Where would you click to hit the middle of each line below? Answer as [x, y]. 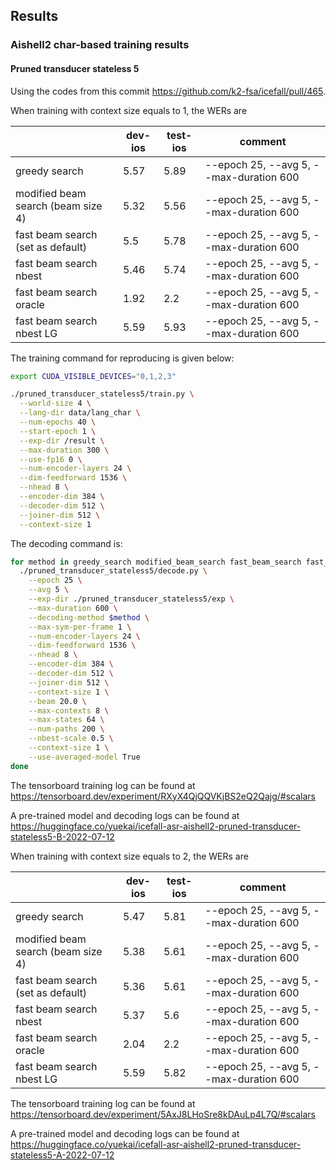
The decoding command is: [66, 543]
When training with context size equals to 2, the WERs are [129, 856]
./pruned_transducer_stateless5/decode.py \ [113, 571]
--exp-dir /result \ [62, 440]
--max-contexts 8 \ [69, 710]
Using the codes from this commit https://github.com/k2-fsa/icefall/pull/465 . [168, 91]
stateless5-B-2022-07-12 [62, 836]
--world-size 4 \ [55, 404]
